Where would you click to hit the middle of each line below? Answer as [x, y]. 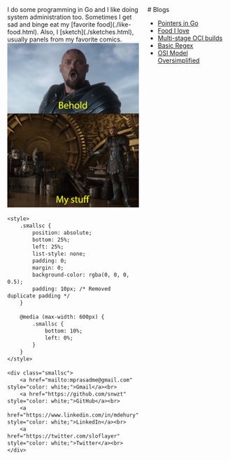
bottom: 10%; [63, 331]
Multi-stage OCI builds [190, 38]
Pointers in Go [178, 23]
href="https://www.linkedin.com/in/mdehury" [73, 415]
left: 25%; [48, 247]
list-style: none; [59, 254]
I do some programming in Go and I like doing [73, 9]
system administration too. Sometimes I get [70, 17]
